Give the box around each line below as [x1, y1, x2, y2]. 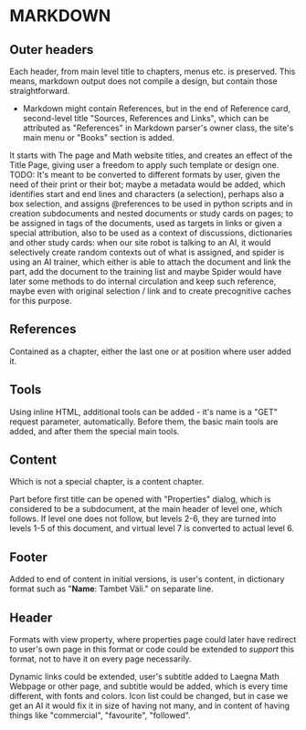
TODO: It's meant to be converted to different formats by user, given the [9, 170, 280, 180]
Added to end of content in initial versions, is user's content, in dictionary [9, 574, 285, 585]
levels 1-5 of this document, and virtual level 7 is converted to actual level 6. [9, 523, 295, 534]
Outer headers [9, 42, 94, 57]
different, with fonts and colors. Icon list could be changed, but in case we [9, 691, 289, 702]
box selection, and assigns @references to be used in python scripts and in [9, 198, 293, 209]
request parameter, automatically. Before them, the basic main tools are [9, 416, 279, 427]
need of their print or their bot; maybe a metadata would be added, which [9, 179, 286, 190]
